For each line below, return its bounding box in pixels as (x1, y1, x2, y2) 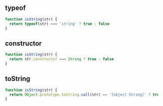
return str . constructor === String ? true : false (9, 57, 114, 62)
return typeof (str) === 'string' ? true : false (9, 21, 110, 26)
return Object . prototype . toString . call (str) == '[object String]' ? (9, 92, 151, 97)
